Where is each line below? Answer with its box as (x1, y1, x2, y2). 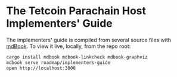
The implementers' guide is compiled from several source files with (6, 36, 172, 43)
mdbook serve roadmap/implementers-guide (6, 59, 111, 66)
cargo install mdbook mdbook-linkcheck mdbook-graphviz (6, 54, 148, 60)
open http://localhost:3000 (6, 65, 76, 71)
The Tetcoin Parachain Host (6, 4, 147, 18)
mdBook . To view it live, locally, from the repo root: (6, 43, 131, 50)
